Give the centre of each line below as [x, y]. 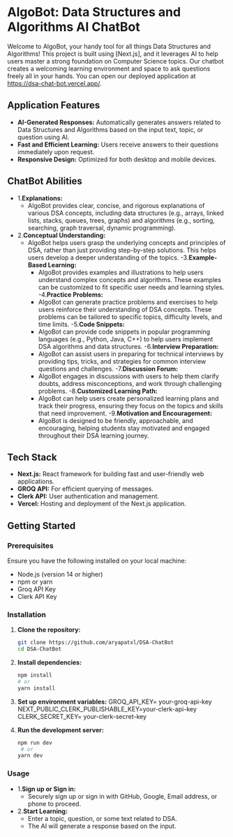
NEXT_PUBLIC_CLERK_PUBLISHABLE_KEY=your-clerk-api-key [107, 709]
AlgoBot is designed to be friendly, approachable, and [115, 420]
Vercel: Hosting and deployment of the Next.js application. [102, 504]
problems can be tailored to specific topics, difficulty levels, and [130, 317]
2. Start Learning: [43, 811]
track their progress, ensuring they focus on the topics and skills [130, 406]
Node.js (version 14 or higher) [60, 575]
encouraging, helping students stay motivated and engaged [124, 428]
